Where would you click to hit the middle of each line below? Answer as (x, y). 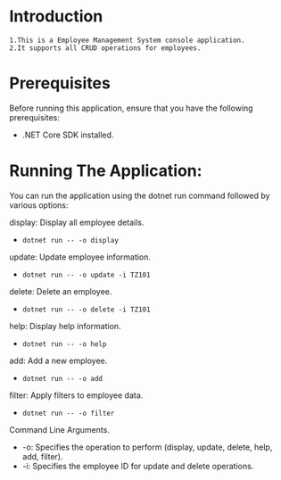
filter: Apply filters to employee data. (76, 395)
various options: (39, 205)
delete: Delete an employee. (61, 291)
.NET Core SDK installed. (68, 135)
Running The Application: (106, 171)
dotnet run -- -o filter (68, 413)
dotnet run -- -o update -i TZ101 (86, 275)
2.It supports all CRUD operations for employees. (105, 48)
